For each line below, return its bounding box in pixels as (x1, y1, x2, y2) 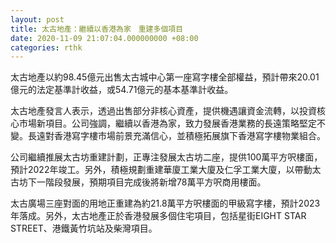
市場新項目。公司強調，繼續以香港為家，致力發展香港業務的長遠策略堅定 (18, 117, 317, 130)
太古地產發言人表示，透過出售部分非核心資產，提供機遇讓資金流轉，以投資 (10, 105, 317, 117)
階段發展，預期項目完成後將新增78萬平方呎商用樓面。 (44, 176, 267, 188)
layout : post (10, 14, 65, 25)
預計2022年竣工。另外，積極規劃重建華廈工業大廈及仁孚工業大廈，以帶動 (10, 164, 313, 176)
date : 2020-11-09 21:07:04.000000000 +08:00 (10, 33, 199, 43)
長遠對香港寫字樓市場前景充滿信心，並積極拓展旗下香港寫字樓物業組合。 (27, 130, 326, 142)
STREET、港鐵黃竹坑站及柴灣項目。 (10, 222, 158, 235)
